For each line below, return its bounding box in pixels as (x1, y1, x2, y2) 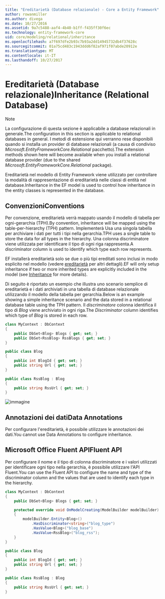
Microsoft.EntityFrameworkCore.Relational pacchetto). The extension (5, 146, 144, 153)
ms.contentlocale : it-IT (5, 53, 56, 58)
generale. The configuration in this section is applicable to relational (5, 131, 141, 137)
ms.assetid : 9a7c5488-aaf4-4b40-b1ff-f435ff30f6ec (5, 26, 111, 31)
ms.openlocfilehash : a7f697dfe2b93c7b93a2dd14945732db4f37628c (5, 39, 137, 44)
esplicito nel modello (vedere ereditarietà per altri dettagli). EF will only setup (5, 261, 160, 266)
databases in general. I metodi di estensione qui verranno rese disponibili (5, 136, 153, 142)
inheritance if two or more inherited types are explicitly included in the (5, 266, 147, 272)
